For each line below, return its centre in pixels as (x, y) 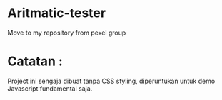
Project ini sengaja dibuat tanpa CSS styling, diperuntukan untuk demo (111, 81)
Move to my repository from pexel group (67, 33)
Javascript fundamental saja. (50, 88)
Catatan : (35, 61)
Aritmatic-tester (56, 13)
